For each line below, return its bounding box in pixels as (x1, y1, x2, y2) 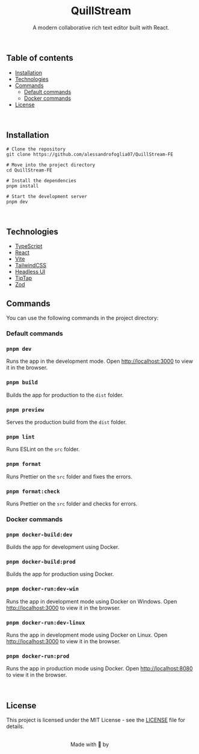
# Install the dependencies (6, 178, 77, 184)
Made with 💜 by (70, 741, 109, 748)
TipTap (14, 274, 32, 282)
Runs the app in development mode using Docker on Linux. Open (6, 631, 168, 638)
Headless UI (14, 268, 46, 276)
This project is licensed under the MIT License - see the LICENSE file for (6, 717, 185, 724)
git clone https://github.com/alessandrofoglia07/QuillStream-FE (6, 151, 173, 157)
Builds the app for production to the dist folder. (6, 391, 124, 398)
